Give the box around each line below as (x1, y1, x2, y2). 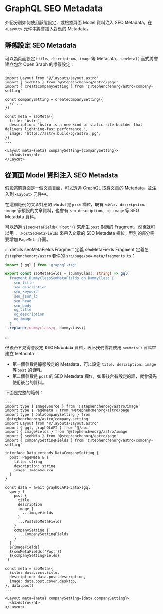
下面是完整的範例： (5, 389, 44, 395)
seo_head (14, 298, 32, 303)
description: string (14, 463, 55, 469)
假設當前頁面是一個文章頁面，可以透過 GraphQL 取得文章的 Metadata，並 (5, 185, 152, 191)
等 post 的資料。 (12, 367, 45, 373)
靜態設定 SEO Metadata (5, 41, 77, 50)
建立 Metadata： (5, 350, 38, 356)
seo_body (14, 303, 32, 308)
